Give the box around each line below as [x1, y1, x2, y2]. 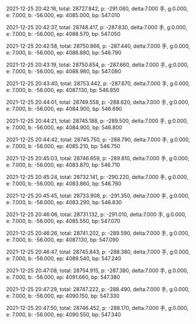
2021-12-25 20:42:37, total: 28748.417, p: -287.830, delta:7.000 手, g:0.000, [6, 24, 188, 31]
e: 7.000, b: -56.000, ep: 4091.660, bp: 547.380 [6, 274, 120, 281]
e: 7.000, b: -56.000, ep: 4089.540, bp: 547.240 [6, 255, 121, 262]
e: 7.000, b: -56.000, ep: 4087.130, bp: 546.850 [6, 87, 120, 93]
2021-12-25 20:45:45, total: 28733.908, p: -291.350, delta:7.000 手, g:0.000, [6, 193, 190, 199]
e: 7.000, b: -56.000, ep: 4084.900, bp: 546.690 [6, 105, 122, 112]
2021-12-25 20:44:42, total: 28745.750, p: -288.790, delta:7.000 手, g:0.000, [6, 136, 191, 143]
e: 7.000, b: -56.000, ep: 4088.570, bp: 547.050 [6, 31, 121, 37]
